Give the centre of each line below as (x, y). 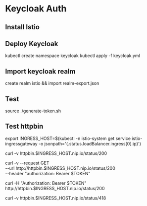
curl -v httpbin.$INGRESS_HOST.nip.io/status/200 (56, 153)
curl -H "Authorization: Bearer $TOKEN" (46, 183)
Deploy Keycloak (32, 43)
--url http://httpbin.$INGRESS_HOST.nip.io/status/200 (60, 168)
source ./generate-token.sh (33, 111)
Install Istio (22, 27)
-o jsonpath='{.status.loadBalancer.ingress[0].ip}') (90, 143)
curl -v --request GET (27, 163)
